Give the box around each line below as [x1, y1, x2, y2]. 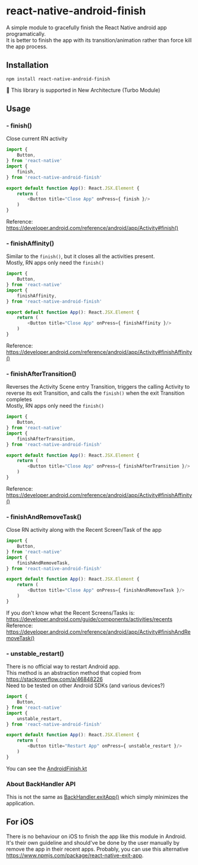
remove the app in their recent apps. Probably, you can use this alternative [6, 845, 189, 852]
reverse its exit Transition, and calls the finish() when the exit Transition [6, 389, 185, 397]
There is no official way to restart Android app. [6, 663, 120, 670]
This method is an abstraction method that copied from [6, 669, 142, 677]
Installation [6, 60, 49, 70]
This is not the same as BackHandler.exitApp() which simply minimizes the [6, 793, 188, 801]
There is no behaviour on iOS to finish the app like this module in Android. [6, 833, 187, 840]
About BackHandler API [6, 780, 76, 788]
